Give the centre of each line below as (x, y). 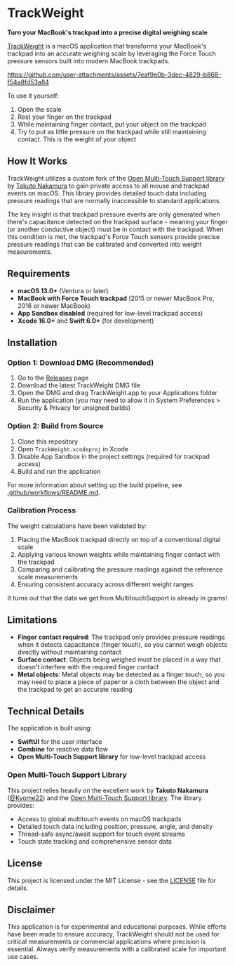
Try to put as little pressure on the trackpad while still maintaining (112, 131)
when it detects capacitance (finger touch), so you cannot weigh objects (122, 644)
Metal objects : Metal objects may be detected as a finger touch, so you (121, 674)
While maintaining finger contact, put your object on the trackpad (112, 124)
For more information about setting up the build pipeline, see (95, 485)
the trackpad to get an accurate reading (75, 689)
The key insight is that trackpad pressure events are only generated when (114, 214)
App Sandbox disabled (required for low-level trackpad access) (110, 313)
